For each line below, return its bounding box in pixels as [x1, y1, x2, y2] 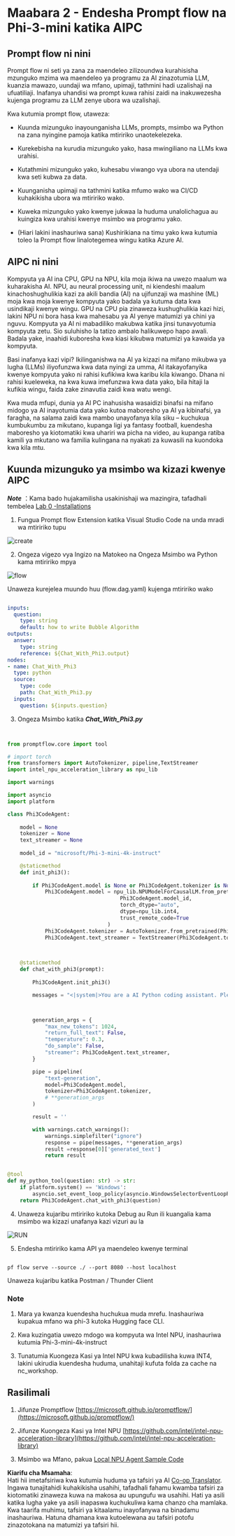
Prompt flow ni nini [7, 48, 91, 60]
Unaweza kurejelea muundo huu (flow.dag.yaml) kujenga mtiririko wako [7, 584, 213, 593]
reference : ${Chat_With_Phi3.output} [20, 650, 130, 657]
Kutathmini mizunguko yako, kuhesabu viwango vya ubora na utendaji [17, 165, 219, 173]
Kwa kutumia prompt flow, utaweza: [7, 110, 111, 118]
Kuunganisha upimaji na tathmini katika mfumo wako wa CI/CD [17, 186, 198, 194]
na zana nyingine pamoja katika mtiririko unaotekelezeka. [17, 131, 183, 139]
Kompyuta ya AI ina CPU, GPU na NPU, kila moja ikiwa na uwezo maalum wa [7, 275, 227, 283]
